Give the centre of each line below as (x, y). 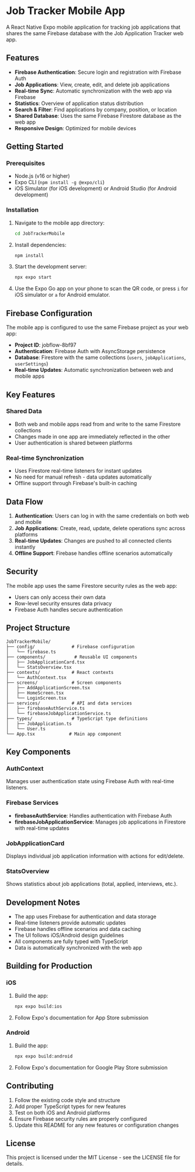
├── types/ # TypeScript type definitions (77, 719)
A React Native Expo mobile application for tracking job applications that (93, 27)
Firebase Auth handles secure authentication (69, 609)
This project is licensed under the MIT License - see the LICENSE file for (93, 1157)
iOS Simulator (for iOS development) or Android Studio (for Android (95, 188)
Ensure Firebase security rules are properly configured (81, 1119)
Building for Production (49, 966)
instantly (25, 547)
